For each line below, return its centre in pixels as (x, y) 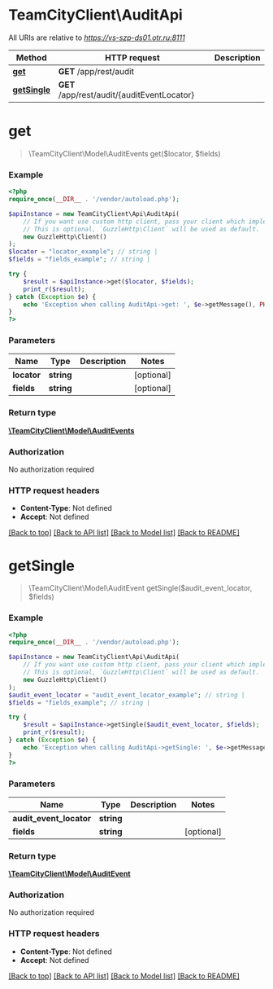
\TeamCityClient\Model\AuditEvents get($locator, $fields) (124, 153)
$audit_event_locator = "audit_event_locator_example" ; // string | (127, 695)
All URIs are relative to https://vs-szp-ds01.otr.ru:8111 (97, 37)
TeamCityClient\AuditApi (95, 15)
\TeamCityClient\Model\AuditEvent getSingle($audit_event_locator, (140, 588)
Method (31, 57)
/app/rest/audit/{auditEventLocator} (126, 95)
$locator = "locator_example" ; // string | (83, 252)
